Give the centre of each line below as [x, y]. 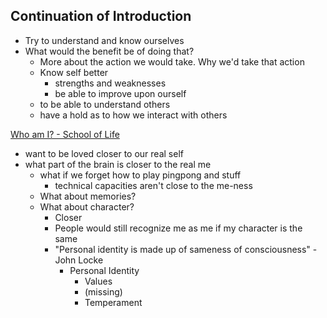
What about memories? [88, 196]
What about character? [87, 206]
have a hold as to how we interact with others [133, 115]
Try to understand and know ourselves [104, 40]
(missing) [103, 291]
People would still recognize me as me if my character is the [178, 228]
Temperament [113, 302]
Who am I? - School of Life [65, 134]
